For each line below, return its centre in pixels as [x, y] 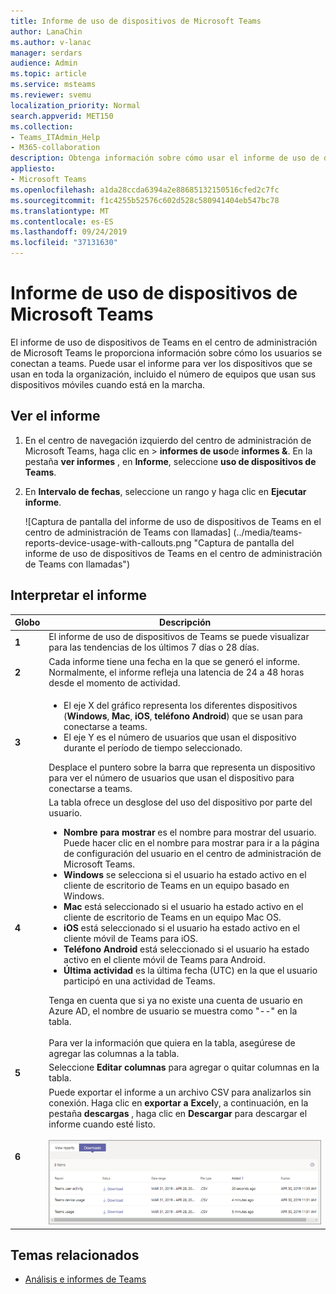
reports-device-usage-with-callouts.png [108, 542]
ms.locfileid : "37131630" [64, 243]
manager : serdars [46, 53]
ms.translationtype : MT [60, 211]
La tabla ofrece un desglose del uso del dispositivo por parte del [180, 802]
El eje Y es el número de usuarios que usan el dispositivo [180, 737]
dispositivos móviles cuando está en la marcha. [108, 384]
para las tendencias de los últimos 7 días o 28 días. [154, 647]
